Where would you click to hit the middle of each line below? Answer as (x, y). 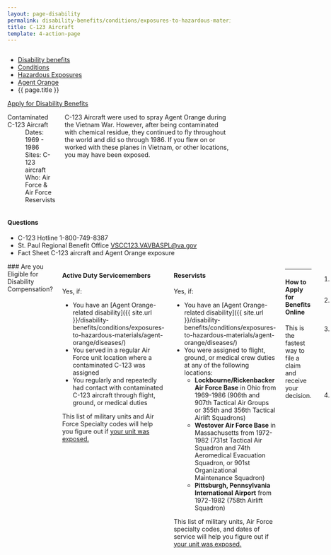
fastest (295, 343)
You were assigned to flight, (225, 350)
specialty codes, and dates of (217, 529)
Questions (23, 222)
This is (295, 328)
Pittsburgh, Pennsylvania (232, 485)
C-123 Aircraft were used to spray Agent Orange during (145, 117)
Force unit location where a (112, 357)
